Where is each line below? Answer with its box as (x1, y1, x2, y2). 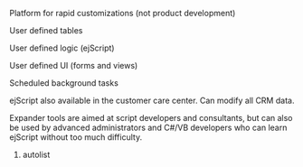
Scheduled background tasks (9, 78, 119, 88)
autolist (22, 149, 51, 160)
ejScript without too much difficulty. (9, 132, 143, 143)
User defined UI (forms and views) (9, 60, 138, 70)
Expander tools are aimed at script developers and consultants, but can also (9, 113, 293, 123)
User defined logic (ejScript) (9, 42, 115, 53)
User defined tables (9, 25, 83, 35)
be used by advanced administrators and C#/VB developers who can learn (9, 122, 288, 133)
